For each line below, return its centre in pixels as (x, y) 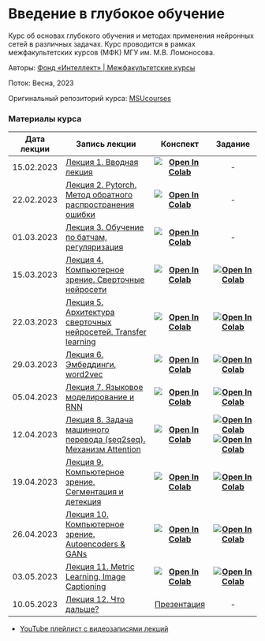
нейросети (86, 290)
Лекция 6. (85, 354)
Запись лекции (106, 144)
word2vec (84, 374)
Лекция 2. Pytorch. (101, 185)
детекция (84, 502)
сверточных (89, 322)
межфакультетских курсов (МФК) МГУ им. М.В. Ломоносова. (112, 52)
